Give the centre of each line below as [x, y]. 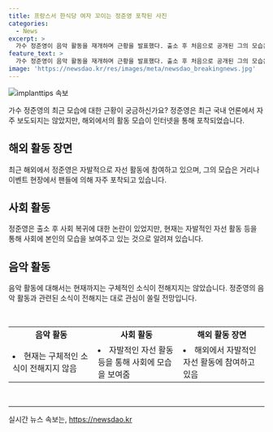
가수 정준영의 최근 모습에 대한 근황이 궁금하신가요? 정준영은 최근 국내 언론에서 [132, 110]
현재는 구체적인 [51, 356]
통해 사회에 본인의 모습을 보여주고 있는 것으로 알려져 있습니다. [106, 239]
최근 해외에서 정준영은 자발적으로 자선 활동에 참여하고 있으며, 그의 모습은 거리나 [134, 169]
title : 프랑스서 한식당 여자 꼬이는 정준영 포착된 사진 [88, 16]
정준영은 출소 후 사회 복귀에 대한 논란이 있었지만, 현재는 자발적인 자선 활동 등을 [133, 229]
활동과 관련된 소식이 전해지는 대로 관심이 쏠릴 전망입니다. [107, 298]
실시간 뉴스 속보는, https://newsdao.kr [70, 420]
